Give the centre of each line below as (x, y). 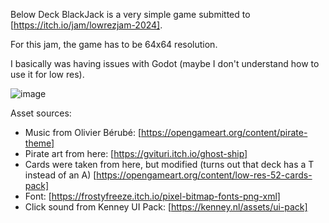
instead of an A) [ (60, 175)
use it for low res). (47, 74)
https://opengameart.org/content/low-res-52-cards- (204, 175)
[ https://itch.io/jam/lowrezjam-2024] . (86, 25)
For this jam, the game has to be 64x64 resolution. (114, 44)
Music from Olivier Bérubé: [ (83, 132)
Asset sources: (41, 113)
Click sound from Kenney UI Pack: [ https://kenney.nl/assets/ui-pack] (166, 207)
